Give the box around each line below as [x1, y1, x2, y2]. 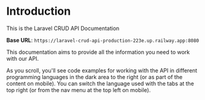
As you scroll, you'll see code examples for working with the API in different [6, 66, 198, 74]
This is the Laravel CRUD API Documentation [6, 25, 120, 32]
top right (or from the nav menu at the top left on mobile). [6, 86, 151, 93]
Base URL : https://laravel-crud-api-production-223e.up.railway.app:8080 [6, 36, 199, 44]
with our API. [6, 55, 39, 62]
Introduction [6, 4, 71, 18]
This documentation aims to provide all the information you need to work [6, 48, 190, 56]
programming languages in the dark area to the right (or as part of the [6, 73, 183, 80]
